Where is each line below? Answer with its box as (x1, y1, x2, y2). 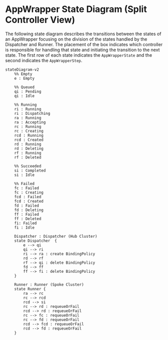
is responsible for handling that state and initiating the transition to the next (5, 47, 160, 53)
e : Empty (14, 76, 35, 81)
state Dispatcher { (14, 238, 57, 243)
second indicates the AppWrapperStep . (5, 57, 83, 63)
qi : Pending (14, 89, 42, 94)
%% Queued (14, 84, 35, 90)
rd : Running (14, 141, 42, 146)
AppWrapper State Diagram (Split (5, 4, 147, 15)
